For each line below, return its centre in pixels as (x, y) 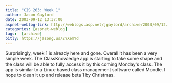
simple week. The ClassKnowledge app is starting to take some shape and (84, 58)
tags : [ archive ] (24, 34)
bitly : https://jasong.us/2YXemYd (42, 39)
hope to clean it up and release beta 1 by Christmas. (60, 75)
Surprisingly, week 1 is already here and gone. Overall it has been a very (81, 53)
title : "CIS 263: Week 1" (33, 10)
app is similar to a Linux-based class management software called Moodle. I (85, 69)
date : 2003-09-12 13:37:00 (34, 19)
